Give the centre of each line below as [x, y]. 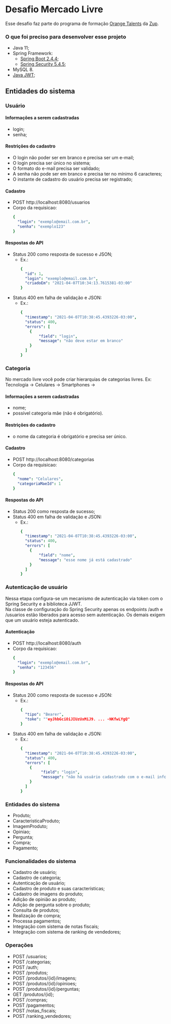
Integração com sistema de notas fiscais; [56, 927]
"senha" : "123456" [37, 667]
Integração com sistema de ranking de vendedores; [67, 932]
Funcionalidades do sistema [41, 861]
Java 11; [21, 48]
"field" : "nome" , [57, 555]
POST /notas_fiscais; [35, 1010]
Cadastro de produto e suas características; [59, 889]
